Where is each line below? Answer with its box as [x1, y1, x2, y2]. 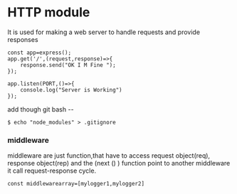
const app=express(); [7, 49, 72, 56]
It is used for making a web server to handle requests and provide [7, 28, 201, 36]
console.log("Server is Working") [20, 86, 122, 93]
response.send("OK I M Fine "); [20, 61, 116, 68]
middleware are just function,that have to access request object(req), [7, 151, 211, 160]
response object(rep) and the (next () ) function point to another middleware [7, 159, 231, 168]
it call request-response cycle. [7, 166, 97, 175]
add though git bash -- [7, 104, 74, 114]
